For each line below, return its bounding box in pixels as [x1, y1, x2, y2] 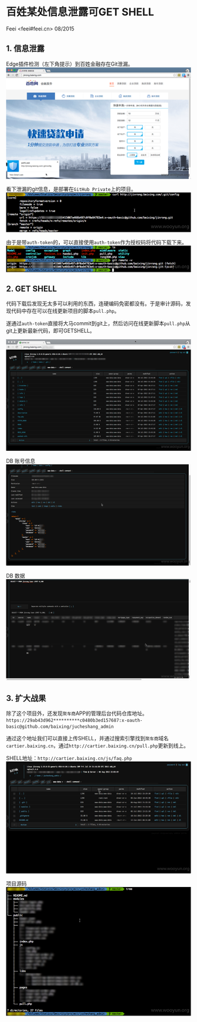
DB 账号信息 [6, 457, 36, 464]
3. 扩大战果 [6, 693, 46, 703]
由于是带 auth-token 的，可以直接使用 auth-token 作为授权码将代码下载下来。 [6, 238, 188, 245]
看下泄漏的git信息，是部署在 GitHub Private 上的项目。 [6, 185, 137, 193]
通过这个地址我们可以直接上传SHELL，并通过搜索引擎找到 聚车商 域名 [6, 735, 169, 742]
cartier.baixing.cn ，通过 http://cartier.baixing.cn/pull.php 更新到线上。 [6, 742, 189, 749]
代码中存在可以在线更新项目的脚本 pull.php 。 [11, 308, 120, 315]
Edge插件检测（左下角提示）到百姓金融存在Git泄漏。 [6, 60, 134, 68]
